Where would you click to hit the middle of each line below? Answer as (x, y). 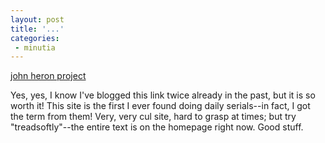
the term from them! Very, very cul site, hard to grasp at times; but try (153, 117)
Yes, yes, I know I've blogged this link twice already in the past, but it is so (163, 95)
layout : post (37, 19)
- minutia (35, 47)
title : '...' (37, 29)
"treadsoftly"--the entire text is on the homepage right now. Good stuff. (157, 127)
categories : (35, 38)
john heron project (48, 76)
